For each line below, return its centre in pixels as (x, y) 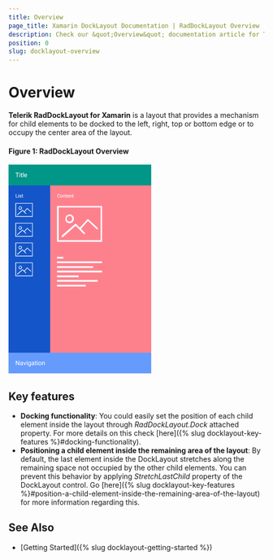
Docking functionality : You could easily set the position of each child (136, 416)
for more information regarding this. (80, 502)
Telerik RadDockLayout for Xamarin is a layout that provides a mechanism (134, 115)
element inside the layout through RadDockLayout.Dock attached (130, 425)
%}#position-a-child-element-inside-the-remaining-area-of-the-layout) (140, 494)
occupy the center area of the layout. (70, 132)
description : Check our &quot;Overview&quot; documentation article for (134, 34)
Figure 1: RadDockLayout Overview (69, 151)
